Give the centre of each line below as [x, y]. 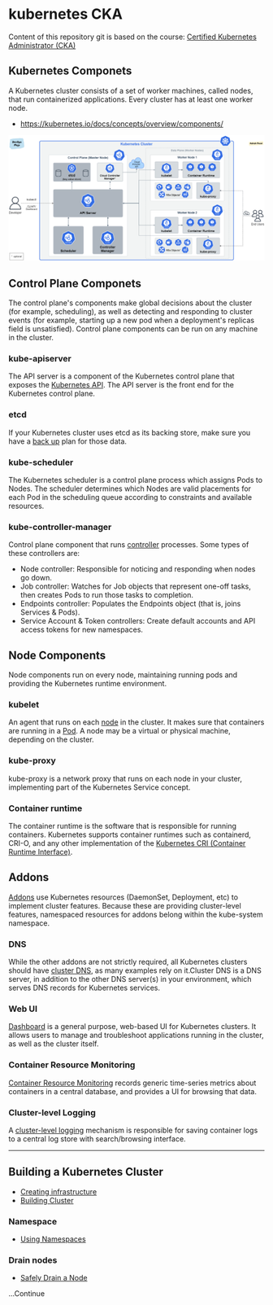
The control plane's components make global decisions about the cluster [130, 303]
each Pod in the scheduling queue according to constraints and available [130, 497]
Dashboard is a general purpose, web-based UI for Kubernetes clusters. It [132, 1027]
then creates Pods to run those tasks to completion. [106, 595]
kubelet [24, 705]
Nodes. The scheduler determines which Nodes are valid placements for [130, 488]
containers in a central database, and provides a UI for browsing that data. [133, 1091]
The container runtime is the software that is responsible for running [123, 826]
